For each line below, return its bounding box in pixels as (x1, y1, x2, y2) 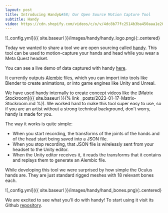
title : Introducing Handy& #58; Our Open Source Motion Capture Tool (5, 12, 151, 17)
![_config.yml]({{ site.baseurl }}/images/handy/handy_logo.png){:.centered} (5, 35, 160, 41)
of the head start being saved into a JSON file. (12, 136, 108, 142)
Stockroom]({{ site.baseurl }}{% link (5, 95, 79, 101)
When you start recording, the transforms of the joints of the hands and (12, 131, 160, 137)
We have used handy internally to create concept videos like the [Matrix (5, 90, 153, 96)
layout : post (5, 7, 32, 13)
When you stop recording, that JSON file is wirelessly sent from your (12, 141, 154, 147)
